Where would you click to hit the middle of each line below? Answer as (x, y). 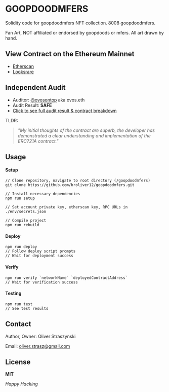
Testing (13, 293)
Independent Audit (35, 87)
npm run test (19, 304)
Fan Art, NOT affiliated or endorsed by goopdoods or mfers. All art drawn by (85, 32)
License (18, 362)
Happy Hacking (22, 384)
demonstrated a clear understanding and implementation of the (84, 135)
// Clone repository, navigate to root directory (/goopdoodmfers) (78, 181)
